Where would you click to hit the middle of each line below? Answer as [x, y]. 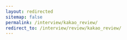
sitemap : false [24, 17]
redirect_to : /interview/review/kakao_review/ [63, 28]
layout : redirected [29, 11]
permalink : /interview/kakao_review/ [52, 22]
